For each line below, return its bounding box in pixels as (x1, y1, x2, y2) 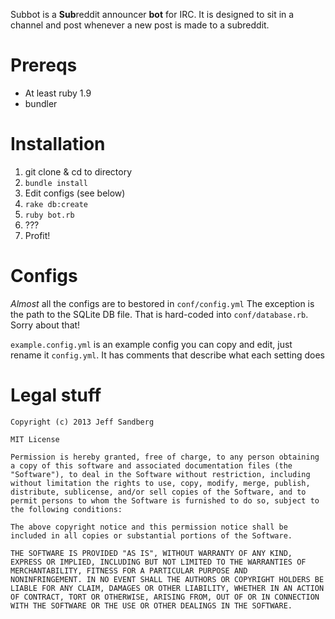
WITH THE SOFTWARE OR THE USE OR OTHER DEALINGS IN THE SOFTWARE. (10, 600, 293, 611)
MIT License (10, 434, 60, 444)
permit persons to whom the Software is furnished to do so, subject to (10, 495, 320, 506)
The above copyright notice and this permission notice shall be (10, 522, 288, 532)
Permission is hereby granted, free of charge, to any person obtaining (10, 452, 320, 462)
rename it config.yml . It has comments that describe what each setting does (10, 349, 325, 361)
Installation (10, 133, 106, 156)
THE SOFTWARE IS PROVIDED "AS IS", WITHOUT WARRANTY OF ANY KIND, (10, 548, 293, 558)
